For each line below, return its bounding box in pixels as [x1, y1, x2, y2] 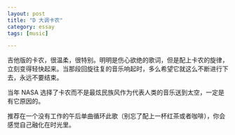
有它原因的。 [7, 97, 44, 106]
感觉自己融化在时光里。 [7, 120, 75, 129]
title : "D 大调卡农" [7, 17, 63, 24]
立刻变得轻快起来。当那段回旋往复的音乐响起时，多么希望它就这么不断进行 [7, 64, 222, 73]
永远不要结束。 [19, 73, 63, 82]
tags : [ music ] [7, 29, 49, 37]
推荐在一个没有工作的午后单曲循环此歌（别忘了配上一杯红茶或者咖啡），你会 [7, 112, 226, 120]
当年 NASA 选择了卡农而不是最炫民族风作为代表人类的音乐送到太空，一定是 [7, 88, 224, 97]
